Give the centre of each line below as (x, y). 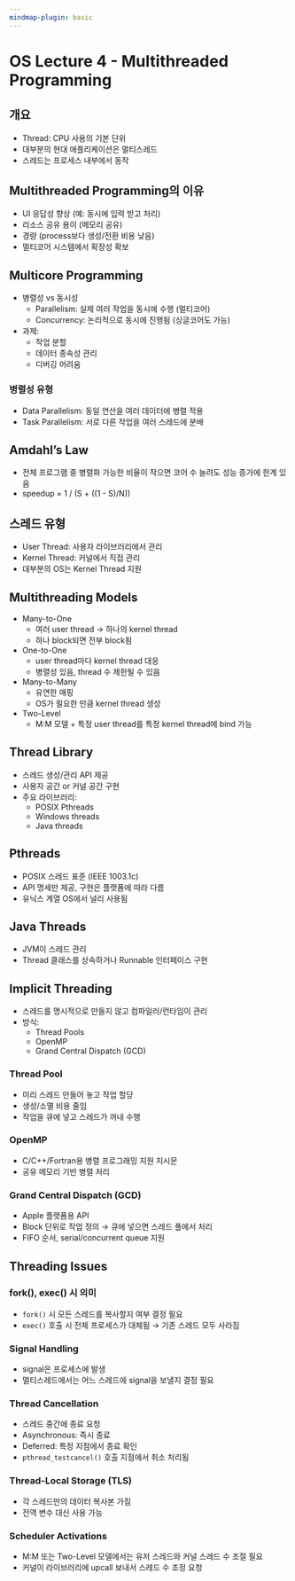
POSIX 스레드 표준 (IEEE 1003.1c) (80, 876)
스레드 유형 (38, 524)
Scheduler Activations (58, 1536)
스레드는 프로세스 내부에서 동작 (75, 160)
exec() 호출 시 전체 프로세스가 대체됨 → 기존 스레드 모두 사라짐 (131, 1325)
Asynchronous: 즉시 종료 (66, 1435)
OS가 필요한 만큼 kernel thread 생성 (98, 703)
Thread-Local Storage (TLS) (71, 1481)
